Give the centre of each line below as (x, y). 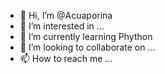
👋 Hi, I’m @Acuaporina (66, 15)
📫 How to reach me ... (66, 58)
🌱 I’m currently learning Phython (86, 36)
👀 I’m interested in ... (62, 26)
